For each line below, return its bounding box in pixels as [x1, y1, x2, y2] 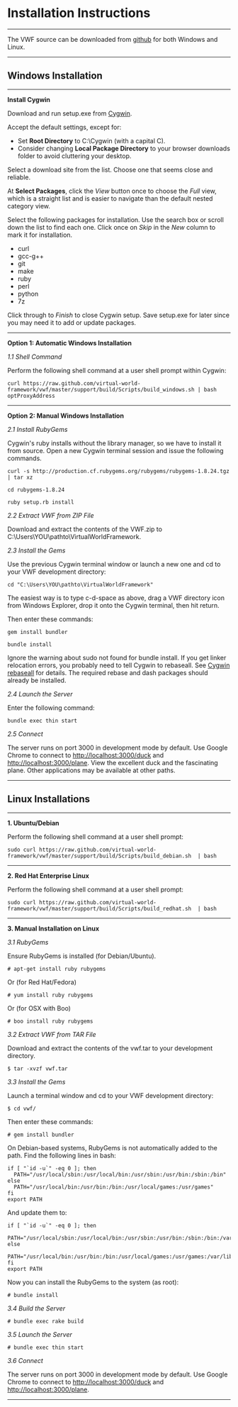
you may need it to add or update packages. [7, 318, 137, 327]
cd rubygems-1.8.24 [7, 486, 65, 494]
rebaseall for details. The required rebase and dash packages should [7, 668, 208, 677]
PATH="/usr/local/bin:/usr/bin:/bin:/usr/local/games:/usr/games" [13, 1183, 214, 1191]
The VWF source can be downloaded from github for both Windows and [7, 35, 218, 43]
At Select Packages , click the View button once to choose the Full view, [7, 187, 217, 195]
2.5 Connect [7, 729, 44, 738]
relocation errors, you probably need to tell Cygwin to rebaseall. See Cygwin [7, 661, 230, 669]
